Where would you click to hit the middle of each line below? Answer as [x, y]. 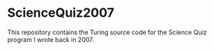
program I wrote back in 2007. [51, 39]
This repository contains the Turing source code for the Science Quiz [107, 32]
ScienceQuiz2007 [61, 13]
